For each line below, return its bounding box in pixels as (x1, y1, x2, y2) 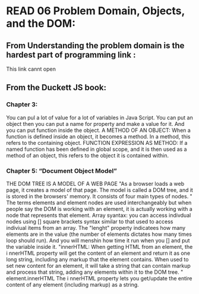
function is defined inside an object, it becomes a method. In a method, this (6, 132, 191, 140)
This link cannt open (6, 65, 56, 72)
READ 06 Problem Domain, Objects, (6, 4, 185, 18)
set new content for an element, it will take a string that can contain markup (6, 262, 191, 269)
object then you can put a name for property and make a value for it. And (6, 120, 185, 127)
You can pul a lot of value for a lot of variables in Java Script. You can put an (6, 114, 193, 121)
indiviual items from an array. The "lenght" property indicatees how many (6, 224, 186, 231)
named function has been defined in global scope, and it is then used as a (6, 146, 187, 153)
